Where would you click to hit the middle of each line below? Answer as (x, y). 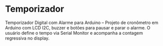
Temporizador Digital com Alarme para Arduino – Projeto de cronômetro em (82, 23)
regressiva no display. (27, 38)
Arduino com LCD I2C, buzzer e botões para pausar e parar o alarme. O (78, 27)
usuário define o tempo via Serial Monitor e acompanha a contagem (74, 33)
